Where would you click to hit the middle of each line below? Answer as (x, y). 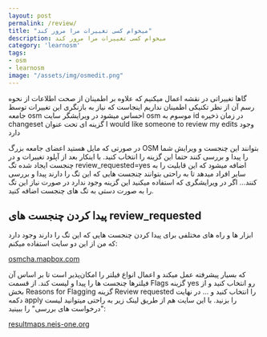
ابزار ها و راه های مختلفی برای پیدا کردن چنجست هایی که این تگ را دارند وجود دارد (131, 235)
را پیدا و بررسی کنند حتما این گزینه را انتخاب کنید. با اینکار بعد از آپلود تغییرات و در (128, 156)
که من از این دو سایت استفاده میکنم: (63, 244)
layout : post (30, 16)
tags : (17, 53)
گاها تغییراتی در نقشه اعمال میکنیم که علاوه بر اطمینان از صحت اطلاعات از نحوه (127, 98)
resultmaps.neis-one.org (49, 324)
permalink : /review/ (43, 23)
